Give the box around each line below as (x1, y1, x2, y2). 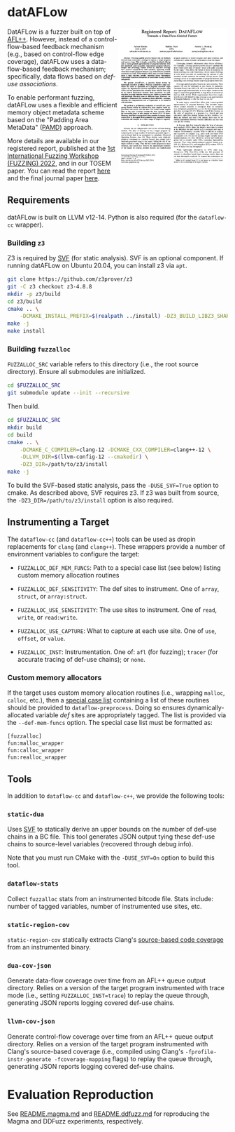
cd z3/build (7, 298, 42, 305)
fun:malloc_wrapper (7, 740, 64, 747)
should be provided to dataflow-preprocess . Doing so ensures (7, 703, 186, 712)
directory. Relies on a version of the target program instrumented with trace (7, 984, 225, 992)
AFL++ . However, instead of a (7, 34, 93, 43)
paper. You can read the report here (7, 166, 111, 175)
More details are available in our (7, 136, 100, 145)
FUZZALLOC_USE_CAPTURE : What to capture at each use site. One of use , (17, 626, 217, 635)
